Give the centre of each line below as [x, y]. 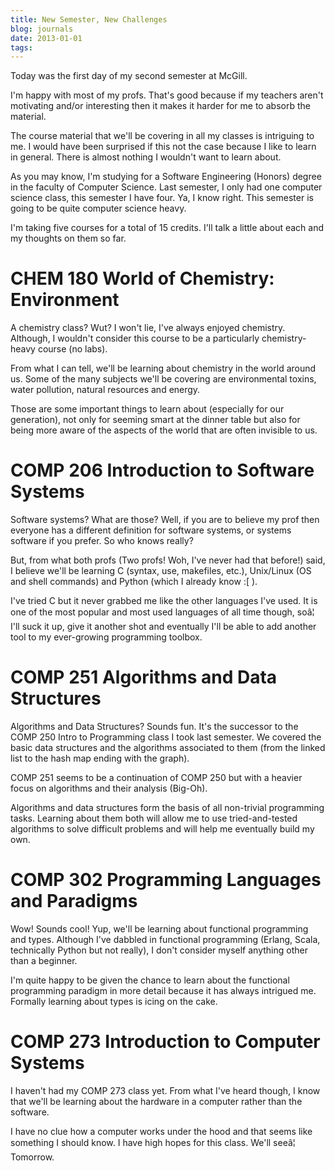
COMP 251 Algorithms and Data [144, 677]
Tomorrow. [32, 1157]
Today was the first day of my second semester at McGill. [129, 76]
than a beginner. [44, 960]
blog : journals [42, 29]
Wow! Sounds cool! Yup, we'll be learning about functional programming [159, 929]
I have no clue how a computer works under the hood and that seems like [161, 1131]
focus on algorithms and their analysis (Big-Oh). [109, 788]
